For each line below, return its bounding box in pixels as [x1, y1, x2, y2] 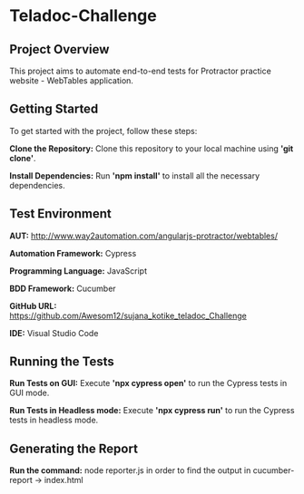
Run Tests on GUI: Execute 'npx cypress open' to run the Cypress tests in [9, 378, 288, 389]
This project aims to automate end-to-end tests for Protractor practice [9, 65, 272, 76]
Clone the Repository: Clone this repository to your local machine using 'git [9, 142, 294, 154]
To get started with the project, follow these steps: [9, 125, 198, 136]
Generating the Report [9, 441, 139, 456]
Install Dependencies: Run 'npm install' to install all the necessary [9, 170, 260, 181]
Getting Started [9, 102, 99, 117]
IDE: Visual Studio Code [9, 327, 99, 338]
